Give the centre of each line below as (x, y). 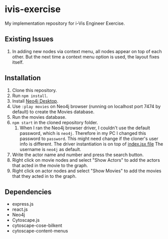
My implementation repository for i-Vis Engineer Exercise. (65, 23)
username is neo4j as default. (50, 149)
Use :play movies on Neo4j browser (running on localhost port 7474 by (86, 106)
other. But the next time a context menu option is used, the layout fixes (86, 57)
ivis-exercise (33, 9)
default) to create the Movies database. (53, 112)
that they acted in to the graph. (44, 176)
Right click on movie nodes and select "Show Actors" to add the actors (86, 160)
